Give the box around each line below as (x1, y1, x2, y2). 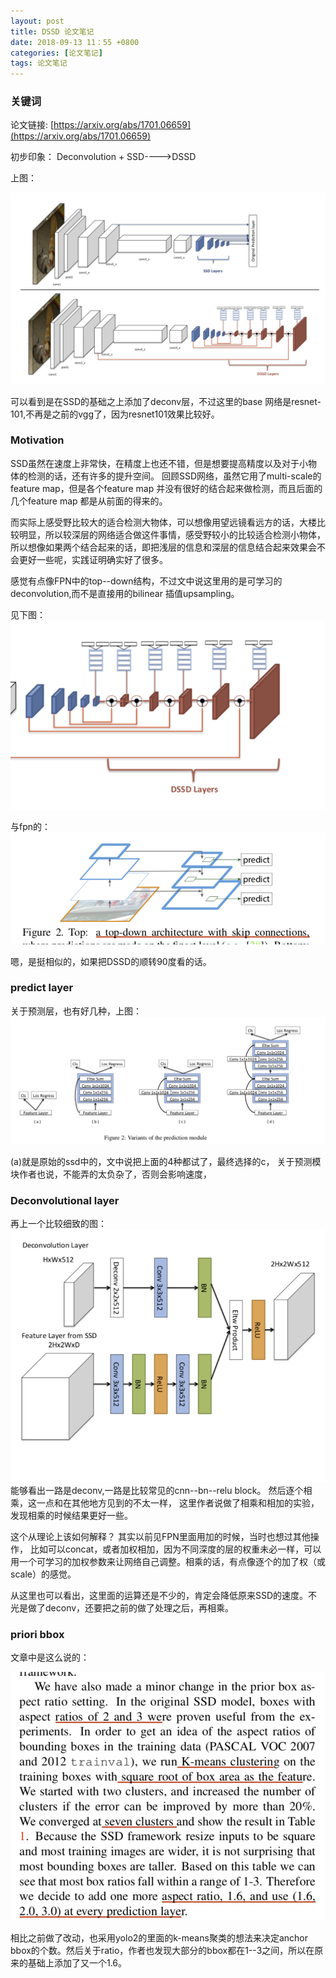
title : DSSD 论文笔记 (10, 26, 95, 37)
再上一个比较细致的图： (10, 1218, 107, 1230)
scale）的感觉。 (10, 1568, 77, 1580)
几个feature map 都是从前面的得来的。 (10, 495, 168, 507)
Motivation (10, 433, 65, 447)
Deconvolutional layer (10, 1193, 120, 1207)
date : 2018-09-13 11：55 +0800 (10, 37, 140, 47)
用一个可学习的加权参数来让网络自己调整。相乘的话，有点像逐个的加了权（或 (10, 1555, 326, 1567)
